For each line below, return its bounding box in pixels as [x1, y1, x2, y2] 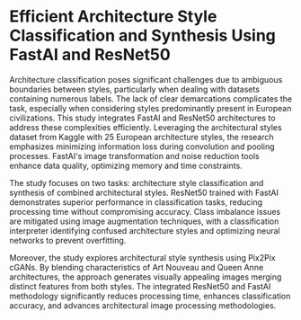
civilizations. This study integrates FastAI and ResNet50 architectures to [9, 112, 276, 123]
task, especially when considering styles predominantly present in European [9, 102, 292, 113]
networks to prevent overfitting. [9, 235, 127, 245]
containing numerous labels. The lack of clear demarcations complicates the [9, 93, 293, 104]
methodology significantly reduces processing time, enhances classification [9, 290, 291, 301]
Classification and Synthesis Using [9, 25, 277, 46]
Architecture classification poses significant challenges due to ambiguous [9, 74, 283, 84]
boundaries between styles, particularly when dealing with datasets [9, 84, 261, 94]
